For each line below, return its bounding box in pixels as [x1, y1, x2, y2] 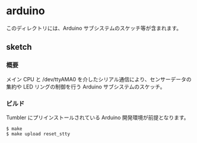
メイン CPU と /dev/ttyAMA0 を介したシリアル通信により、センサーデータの [6, 75, 192, 82]
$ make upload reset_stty [6, 131, 70, 137]
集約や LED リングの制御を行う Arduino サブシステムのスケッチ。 [6, 83, 166, 90]
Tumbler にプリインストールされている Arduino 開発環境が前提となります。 [6, 114, 189, 121]
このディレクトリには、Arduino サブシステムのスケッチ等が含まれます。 [6, 24, 182, 31]
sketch [6, 42, 32, 52]
